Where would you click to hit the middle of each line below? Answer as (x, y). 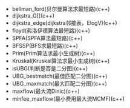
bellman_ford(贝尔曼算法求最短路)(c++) (61, 9)
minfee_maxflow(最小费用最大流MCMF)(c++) (68, 99)
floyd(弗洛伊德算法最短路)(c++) (51, 30)
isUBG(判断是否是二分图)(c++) (50, 68)
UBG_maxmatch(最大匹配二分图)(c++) (60, 83)
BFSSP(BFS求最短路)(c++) (45, 46)
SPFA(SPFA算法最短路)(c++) (47, 38)
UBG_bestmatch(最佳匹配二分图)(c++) (60, 76)
